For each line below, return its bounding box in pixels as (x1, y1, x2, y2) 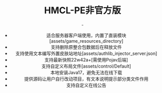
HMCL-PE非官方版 (44, 5, 121, 16)
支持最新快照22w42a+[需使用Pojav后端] (45, 56, 128, 63)
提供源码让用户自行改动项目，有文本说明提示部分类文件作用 (24, 76, 148, 82)
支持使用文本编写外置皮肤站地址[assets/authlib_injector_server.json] (15, 50, 157, 56)
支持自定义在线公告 (66, 82, 106, 88)
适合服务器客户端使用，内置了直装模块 (46, 32, 127, 38)
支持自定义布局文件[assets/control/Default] (41, 63, 132, 69)
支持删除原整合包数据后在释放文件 (50, 44, 122, 50)
